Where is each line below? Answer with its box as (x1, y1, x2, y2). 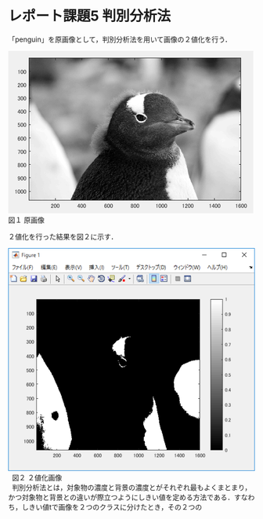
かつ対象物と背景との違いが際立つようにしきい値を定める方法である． (8, 492, 235, 502)
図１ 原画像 (8, 215, 45, 225)
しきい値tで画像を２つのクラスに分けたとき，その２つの (21, 502, 202, 511)
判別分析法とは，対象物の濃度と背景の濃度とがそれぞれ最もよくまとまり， (11, 482, 252, 492)
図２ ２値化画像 (11, 473, 63, 482)
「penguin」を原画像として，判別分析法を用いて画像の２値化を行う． (8, 35, 232, 44)
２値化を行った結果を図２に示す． (8, 232, 118, 241)
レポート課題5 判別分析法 (8, 7, 171, 25)
